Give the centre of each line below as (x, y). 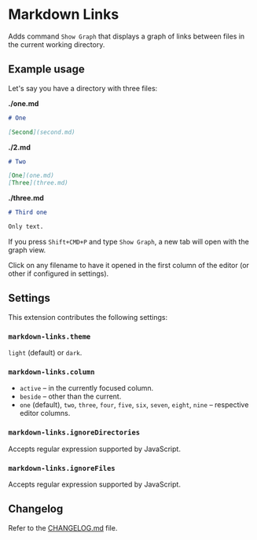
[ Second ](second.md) (42, 132)
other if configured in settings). (59, 274)
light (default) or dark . (45, 352)
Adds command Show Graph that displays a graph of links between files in (127, 36)
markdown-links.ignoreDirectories (74, 433)
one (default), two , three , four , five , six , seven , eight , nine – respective (134, 405)
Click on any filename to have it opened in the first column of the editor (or (129, 265)
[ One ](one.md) (31, 176)
